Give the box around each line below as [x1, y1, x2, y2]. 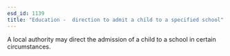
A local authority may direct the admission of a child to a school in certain [7, 35, 216, 43]
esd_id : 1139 [7, 10, 45, 17]
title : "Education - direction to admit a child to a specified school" [7, 16, 224, 23]
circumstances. [7, 42, 51, 51]
